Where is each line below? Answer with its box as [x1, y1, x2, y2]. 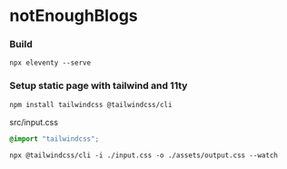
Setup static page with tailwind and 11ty [9, 79, 188, 92]
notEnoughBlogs [9, 5, 138, 26]
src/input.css [9, 116, 59, 127]
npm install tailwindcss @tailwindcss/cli [9, 100, 173, 109]
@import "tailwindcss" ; [9, 134, 100, 144]
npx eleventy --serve [9, 58, 92, 68]
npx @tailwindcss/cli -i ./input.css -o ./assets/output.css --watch [9, 151, 279, 160]
